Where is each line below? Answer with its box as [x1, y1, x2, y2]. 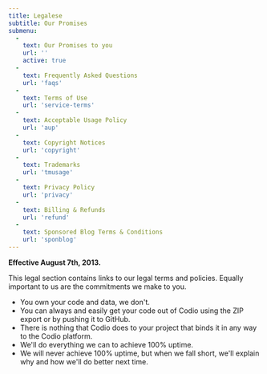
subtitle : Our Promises [8, 19, 88, 27]
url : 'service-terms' [22, 101, 95, 109]
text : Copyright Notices [22, 138, 106, 147]
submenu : [8, 26, 38, 35]
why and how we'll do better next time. [19, 356, 148, 366]
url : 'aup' [22, 124, 59, 132]
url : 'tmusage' [22, 169, 74, 177]
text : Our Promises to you [22, 42, 113, 50]
